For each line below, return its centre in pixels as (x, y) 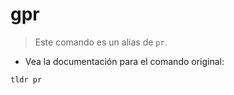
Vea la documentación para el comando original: (124, 61)
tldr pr (26, 79)
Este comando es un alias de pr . (101, 42)
